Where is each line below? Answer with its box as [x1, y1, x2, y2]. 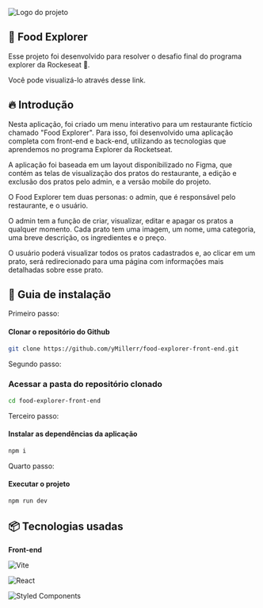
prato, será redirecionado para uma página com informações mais [8, 256, 224, 266]
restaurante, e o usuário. [8, 201, 89, 210]
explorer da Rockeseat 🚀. [8, 59, 90, 69]
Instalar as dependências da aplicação [8, 429, 138, 439]
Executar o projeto [8, 480, 71, 489]
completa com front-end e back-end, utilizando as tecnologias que [8, 136, 227, 146]
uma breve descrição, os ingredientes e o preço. [8, 232, 166, 242]
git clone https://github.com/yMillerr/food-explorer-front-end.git [8, 345, 239, 353]
